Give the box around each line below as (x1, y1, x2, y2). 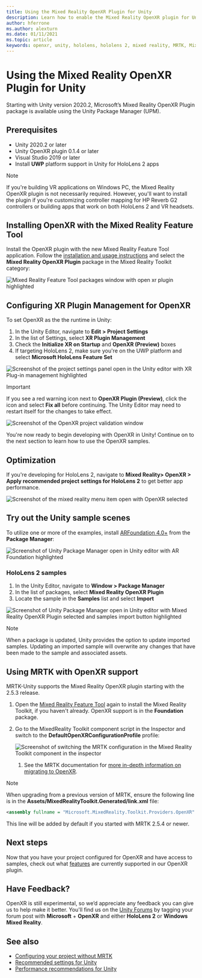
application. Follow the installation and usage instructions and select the (6, 252, 185, 259)
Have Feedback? (6, 884, 70, 894)
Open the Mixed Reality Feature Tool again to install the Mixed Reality (14, 700, 187, 708)
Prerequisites (6, 125, 58, 136)
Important (6, 383, 31, 390)
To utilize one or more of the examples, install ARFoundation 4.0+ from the (6, 528, 191, 536)
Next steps (6, 838, 48, 848)
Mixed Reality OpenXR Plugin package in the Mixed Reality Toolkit (6, 259, 172, 266)
